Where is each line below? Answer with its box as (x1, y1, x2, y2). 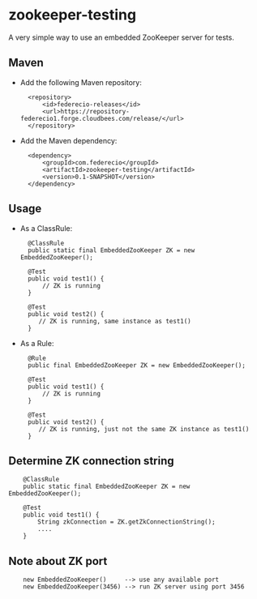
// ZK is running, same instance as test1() (38, 317, 192, 325)
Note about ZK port (8, 554, 108, 568)
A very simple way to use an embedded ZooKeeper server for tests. (8, 32, 235, 42)
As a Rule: (19, 338, 54, 348)
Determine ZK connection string (8, 454, 174, 468)
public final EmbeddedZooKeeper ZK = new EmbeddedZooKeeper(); (28, 361, 246, 370)
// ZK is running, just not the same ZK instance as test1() (38, 425, 250, 433)
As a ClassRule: (19, 223, 73, 233)
